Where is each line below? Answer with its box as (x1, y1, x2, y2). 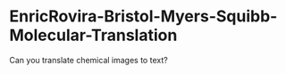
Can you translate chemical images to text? (9, 54, 168, 65)
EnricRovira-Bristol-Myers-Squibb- (9, 6, 278, 27)
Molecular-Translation (9, 25, 178, 45)
